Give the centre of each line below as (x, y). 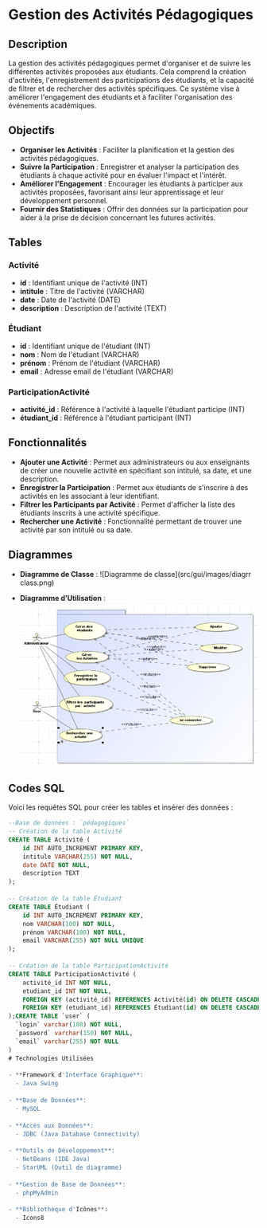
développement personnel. (64, 200)
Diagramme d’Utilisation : (62, 598)
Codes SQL (37, 788)
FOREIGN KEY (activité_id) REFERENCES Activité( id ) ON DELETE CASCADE (142, 999)
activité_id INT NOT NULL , (67, 983)
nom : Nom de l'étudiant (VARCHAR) (79, 354)
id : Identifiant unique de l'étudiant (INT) (85, 346)
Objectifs (32, 130)
